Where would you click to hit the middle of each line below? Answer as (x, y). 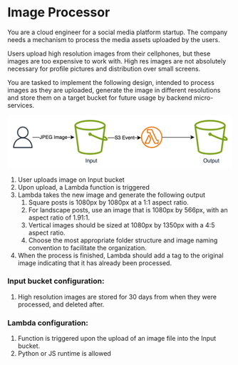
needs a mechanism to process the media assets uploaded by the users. (114, 39)
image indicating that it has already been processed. (95, 263)
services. (21, 105)
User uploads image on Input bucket (71, 180)
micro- (203, 98)
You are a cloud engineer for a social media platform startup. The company (118, 32)
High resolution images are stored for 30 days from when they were (117, 297)
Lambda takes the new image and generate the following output (111, 195)
